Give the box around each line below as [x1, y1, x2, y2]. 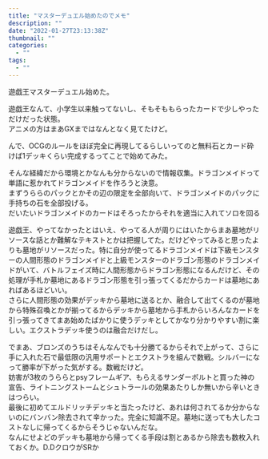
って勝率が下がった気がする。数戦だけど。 [8, 362, 148, 372]
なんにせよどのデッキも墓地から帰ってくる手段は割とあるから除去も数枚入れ [8, 432, 260, 441]
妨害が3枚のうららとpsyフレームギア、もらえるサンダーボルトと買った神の [8, 372, 255, 381]
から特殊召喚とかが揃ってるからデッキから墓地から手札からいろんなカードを [8, 305, 261, 315]
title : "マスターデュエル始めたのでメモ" [8, 11, 130, 20]
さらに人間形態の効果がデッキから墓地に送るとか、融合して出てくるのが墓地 [8, 295, 260, 304]
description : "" [8, 19, 62, 27]
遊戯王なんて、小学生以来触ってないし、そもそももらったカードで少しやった [8, 103, 260, 113]
